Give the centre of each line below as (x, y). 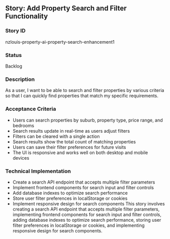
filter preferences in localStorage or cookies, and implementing (78, 225)
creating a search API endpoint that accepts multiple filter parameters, (86, 209)
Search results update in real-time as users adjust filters (71, 131)
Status (13, 55)
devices (21, 158)
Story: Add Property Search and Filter (66, 8)
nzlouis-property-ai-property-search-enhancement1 (60, 42)
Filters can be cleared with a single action (56, 136)
